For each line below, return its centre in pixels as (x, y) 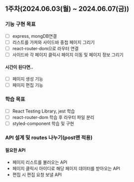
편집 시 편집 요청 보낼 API (37, 175)
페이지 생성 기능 (28, 79)
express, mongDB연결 (34, 36)
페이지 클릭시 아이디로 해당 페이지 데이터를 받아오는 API (66, 168)
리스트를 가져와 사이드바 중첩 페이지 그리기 (54, 42)
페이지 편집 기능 (28, 85)
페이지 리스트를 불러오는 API (40, 162)
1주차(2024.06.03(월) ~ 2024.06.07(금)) (67, 9)
